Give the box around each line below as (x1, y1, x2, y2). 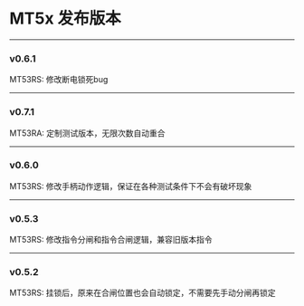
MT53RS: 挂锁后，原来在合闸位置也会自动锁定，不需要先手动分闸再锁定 (9, 287, 276, 299)
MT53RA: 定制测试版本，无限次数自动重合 (9, 128, 166, 139)
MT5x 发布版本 (9, 8, 122, 29)
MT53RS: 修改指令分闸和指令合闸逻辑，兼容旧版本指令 (9, 234, 213, 245)
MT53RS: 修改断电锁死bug (9, 74, 109, 85)
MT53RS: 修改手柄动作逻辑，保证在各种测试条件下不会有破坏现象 (9, 180, 252, 191)
